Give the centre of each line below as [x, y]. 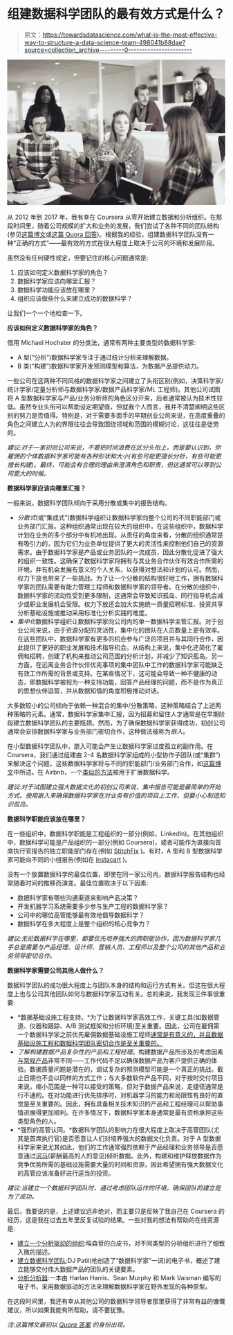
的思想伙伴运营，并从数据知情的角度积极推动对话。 [90, 691]
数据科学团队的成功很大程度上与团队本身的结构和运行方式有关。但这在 [107, 985]
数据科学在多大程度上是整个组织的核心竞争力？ [84, 923]
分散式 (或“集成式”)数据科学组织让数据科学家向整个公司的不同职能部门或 [119, 518]
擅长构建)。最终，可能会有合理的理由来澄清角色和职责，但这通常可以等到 [111, 464]
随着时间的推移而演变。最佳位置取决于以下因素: [81, 883]
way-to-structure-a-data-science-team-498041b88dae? [105, 42]
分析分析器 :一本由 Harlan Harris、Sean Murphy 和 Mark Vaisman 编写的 [119, 1277]
